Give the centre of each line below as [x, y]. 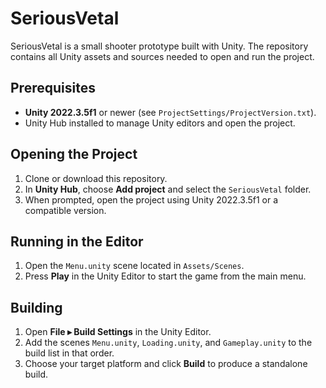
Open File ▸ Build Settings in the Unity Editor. [118, 332]
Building [36, 307]
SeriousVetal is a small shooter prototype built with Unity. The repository [159, 46]
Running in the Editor [77, 241]
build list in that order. [69, 353]
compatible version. [65, 210]
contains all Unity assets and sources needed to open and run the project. [162, 56]
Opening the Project [74, 154]
